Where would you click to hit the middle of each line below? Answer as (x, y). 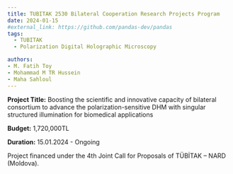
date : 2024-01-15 (33, 21)
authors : (20, 60)
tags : (15, 34)
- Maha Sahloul (30, 79)
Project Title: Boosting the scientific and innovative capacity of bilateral (112, 99)
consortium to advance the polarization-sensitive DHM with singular (107, 107)
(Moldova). (23, 163)
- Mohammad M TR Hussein (44, 72)
